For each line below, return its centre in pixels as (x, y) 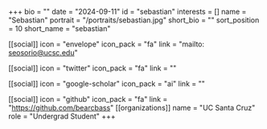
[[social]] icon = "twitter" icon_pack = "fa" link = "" (92, 68)
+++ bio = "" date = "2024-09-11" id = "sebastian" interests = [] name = (127, 12)
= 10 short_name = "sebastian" (60, 28)
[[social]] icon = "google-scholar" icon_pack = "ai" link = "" (107, 84)
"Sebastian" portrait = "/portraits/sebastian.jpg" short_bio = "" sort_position (134, 20)
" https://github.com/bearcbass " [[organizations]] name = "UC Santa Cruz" (132, 108)
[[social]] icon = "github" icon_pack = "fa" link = (88, 99)
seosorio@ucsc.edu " (43, 52)
